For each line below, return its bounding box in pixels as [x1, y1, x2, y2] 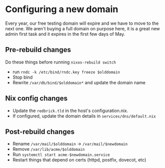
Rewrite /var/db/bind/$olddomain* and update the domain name [12, 79, 146, 85]
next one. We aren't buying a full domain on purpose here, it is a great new [5, 25, 160, 31]
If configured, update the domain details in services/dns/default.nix [12, 113, 156, 119]
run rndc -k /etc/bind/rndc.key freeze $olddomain [12, 69, 120, 75]
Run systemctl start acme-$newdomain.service [12, 151, 110, 157]
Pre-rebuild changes [5, 45, 71, 54]
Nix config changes [5, 94, 68, 103]
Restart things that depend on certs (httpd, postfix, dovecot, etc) [12, 157, 147, 163]
